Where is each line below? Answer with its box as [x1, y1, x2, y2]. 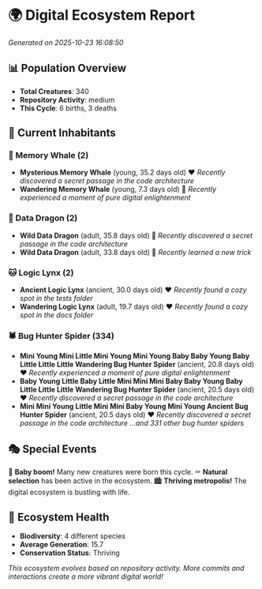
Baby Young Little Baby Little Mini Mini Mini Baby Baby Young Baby [19, 377, 243, 386]
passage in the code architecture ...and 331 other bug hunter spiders [19, 418, 245, 428]
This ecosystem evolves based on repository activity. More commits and [8, 563, 245, 572]
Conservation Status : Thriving [19, 548, 120, 557]
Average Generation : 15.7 [19, 539, 104, 549]
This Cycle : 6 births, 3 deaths [19, 103, 117, 113]
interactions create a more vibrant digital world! [8, 572, 163, 581]
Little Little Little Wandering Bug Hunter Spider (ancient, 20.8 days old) [19, 360, 255, 370]
